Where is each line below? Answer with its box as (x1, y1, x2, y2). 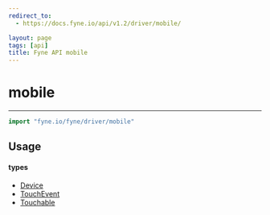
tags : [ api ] (8, 41, 48, 49)
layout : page (8, 34, 52, 42)
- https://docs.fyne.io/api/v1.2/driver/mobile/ (15, 19, 182, 27)
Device (19, 180, 44, 190)
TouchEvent (19, 188, 60, 198)
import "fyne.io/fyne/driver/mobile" (8, 118, 135, 126)
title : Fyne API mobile (8, 49, 88, 57)
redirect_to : (8, 11, 52, 20)
